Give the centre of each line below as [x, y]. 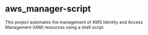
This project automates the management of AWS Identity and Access [74, 22]
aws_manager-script [48, 9]
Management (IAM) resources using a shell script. [55, 27]
